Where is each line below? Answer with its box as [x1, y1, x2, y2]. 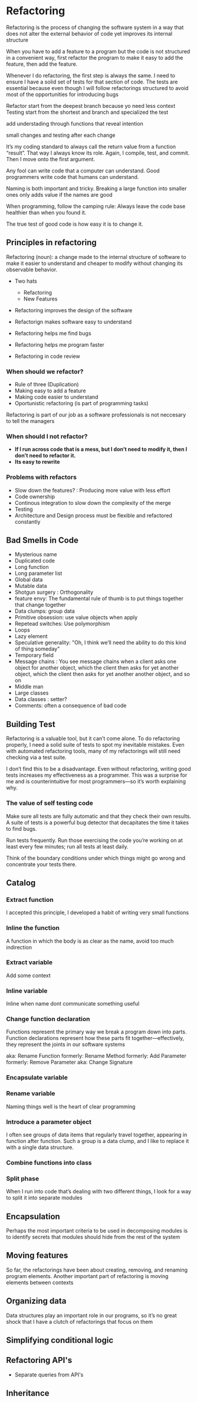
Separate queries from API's [14, 1371, 84, 1378]
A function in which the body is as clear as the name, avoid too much [6, 937, 174, 945]
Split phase [6, 1174, 40, 1183]
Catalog [6, 878, 36, 888]
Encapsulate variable [6, 1074, 68, 1082]
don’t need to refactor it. [14, 452, 76, 459]
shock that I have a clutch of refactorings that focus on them [6, 1318, 153, 1325]
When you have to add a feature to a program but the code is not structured [6, 47, 191, 55]
